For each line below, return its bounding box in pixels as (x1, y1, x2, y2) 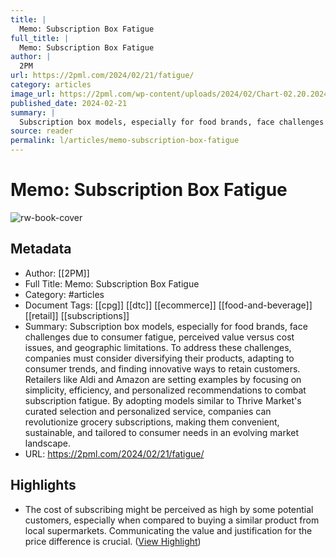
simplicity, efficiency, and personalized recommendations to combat (24, 384, 307, 396)
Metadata (10, 241, 72, 258)
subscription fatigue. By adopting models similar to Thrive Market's (24, 394, 302, 406)
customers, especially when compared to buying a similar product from (24, 514, 320, 526)
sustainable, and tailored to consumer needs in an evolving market (24, 426, 300, 438)
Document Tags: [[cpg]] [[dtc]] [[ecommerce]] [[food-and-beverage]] (24, 299, 313, 311)
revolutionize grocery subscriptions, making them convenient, (24, 416, 280, 428)
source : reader (10, 126, 74, 136)
